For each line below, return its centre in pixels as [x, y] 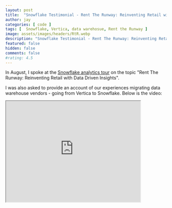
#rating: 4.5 [19, 58]
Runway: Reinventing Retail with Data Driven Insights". [62, 78]
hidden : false [20, 48]
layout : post [19, 10]
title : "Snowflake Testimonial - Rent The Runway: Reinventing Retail [83, 15]
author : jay [18, 20]
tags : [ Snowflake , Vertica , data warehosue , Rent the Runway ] [76, 29]
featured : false [23, 44]
